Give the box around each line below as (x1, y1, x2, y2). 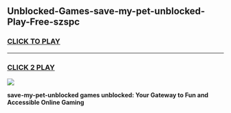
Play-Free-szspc (7, 16, 80, 28)
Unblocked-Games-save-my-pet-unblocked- (7, 5, 206, 17)
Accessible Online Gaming (7, 98, 85, 106)
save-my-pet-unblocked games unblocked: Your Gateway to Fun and (7, 90, 208, 99)
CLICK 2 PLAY (7, 62, 55, 72)
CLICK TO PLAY (7, 37, 60, 47)
